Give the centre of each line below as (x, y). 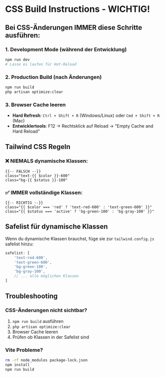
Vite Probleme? (24, 350)
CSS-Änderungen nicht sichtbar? (46, 310)
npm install (17, 365)
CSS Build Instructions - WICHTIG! (78, 9)
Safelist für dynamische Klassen (57, 227)
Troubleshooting (32, 296)
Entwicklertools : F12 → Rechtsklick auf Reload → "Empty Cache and (83, 126)
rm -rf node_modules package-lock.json (46, 360)
